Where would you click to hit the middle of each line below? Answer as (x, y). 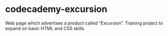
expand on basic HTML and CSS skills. (45, 28)
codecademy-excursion (56, 9)
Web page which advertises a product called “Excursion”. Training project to (84, 23)
